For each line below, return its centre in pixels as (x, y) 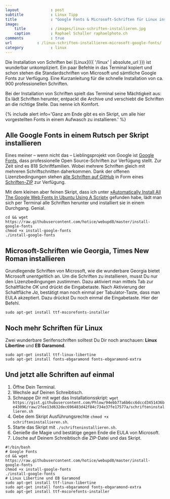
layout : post (35, 10)
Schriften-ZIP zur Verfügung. (35, 182)
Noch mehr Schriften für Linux (54, 328)
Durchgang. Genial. (25, 208)
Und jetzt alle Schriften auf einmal (60, 375)
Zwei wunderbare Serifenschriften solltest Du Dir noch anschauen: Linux (81, 340)
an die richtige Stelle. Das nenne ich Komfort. (52, 104)
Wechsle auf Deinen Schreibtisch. (48, 392)
